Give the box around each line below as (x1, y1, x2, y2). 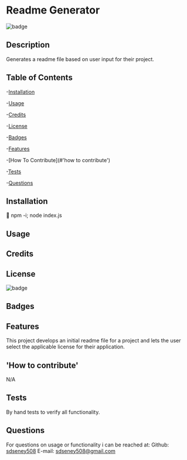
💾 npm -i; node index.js (6, 212, 63, 219)
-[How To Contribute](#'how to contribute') (6, 156, 110, 163)
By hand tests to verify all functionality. (6, 408, 100, 415)
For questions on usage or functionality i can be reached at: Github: (6, 441, 169, 448)
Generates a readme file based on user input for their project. (6, 55, 154, 62)
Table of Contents (6, 73, 73, 83)
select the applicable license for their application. (6, 343, 125, 350)
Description (6, 40, 50, 50)
